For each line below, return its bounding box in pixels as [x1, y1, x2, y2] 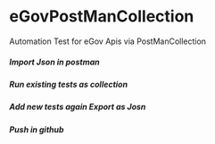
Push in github [9, 123, 64, 135]
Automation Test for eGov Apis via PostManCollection [9, 36, 207, 47]
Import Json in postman [9, 56, 100, 67]
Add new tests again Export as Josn [9, 101, 146, 113]
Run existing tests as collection [9, 79, 128, 89]
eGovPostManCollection [9, 6, 194, 27]
